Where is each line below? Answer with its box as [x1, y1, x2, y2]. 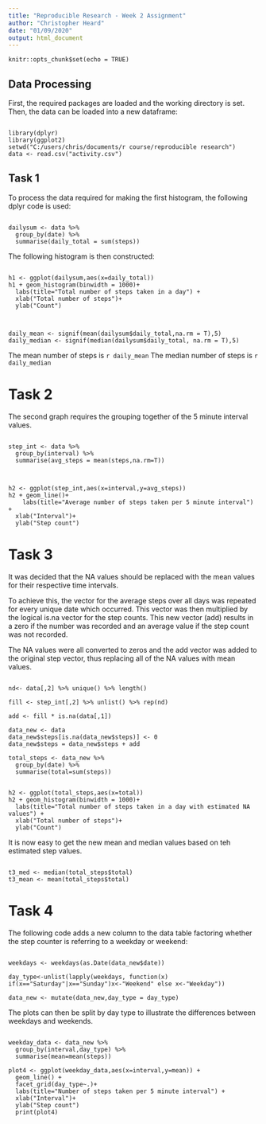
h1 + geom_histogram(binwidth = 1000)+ [8, 280, 141, 289]
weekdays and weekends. [8, 1016, 94, 1025]
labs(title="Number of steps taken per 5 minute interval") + [15, 1087, 226, 1095]
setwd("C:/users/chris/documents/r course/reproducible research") [8, 143, 237, 151]
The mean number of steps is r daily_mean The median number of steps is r [8, 350, 258, 360]
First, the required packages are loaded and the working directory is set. [8, 99, 245, 108]
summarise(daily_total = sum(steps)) [15, 237, 141, 245]
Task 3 [8, 546, 53, 564]
